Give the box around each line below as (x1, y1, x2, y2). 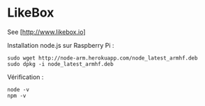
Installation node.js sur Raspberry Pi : (7, 41, 114, 49)
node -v (7, 86, 30, 93)
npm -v (7, 92, 26, 99)
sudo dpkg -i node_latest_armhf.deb (7, 60, 114, 67)
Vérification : (7, 73, 44, 81)
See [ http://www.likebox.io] (7, 28, 86, 36)
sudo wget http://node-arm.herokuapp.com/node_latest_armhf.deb (7, 54, 198, 62)
